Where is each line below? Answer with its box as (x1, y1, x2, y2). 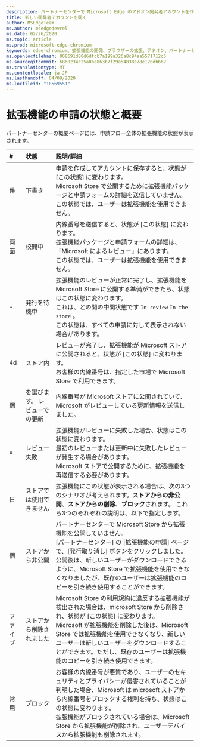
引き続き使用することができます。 (73, 583, 168, 591)
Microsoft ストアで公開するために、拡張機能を (55, 462, 186, 470)
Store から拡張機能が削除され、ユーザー (55, 721, 168, 730)
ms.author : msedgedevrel (6, 25, 68, 32)
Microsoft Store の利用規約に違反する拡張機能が (55, 594, 190, 602)
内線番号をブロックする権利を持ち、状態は (61, 694, 181, 703)
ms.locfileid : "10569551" (6, 81, 70, 87)
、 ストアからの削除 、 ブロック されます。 (61, 500, 174, 508)
